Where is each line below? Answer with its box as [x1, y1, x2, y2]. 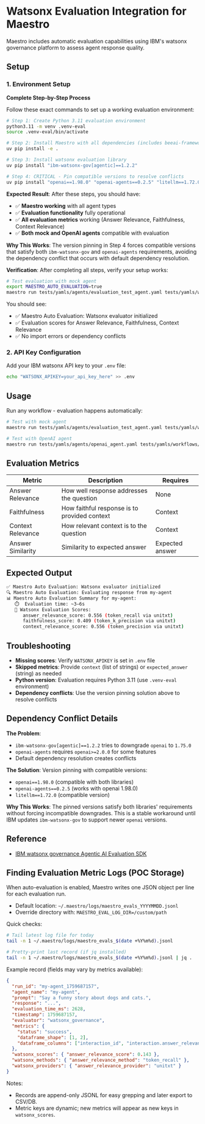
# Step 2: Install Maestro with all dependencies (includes [6, 140, 163, 146]
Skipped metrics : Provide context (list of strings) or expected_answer [15, 663, 188, 670]
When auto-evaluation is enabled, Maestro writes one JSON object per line [6, 884, 195, 891]
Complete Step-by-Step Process [6, 94, 91, 101]
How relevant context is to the [61, 521, 148, 530]
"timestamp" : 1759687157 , [12, 1012, 78, 1018]
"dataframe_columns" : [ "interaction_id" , [17, 1040, 124, 1046]
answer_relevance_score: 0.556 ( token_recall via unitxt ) [22, 612, 173, 619]
